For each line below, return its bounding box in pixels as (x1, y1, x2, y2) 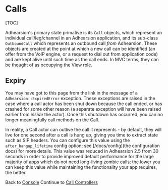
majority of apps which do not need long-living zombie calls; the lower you (5, 159, 160, 165)
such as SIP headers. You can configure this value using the (5, 137, 130, 143)
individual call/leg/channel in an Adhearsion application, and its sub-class (5, 35, 158, 41)
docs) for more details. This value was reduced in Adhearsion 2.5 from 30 (5, 148, 159, 154)
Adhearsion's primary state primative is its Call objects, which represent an (5, 29, 162, 35)
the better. (5, 169, 27, 175)
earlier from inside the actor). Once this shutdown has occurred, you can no (5, 111, 163, 117)
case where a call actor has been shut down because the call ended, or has (5, 101, 162, 107)
